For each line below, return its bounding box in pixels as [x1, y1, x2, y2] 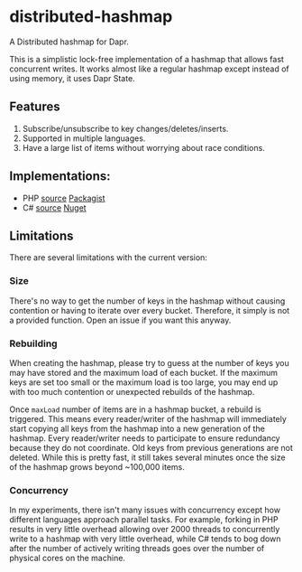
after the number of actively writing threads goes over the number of [9, 543, 265, 554]
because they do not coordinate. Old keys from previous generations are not [9, 442, 293, 453]
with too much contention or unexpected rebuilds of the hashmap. [9, 386, 255, 397]
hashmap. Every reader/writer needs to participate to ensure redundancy [9, 432, 281, 444]
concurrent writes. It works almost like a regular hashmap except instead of [9, 63, 290, 74]
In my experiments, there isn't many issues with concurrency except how [9, 504, 281, 516]
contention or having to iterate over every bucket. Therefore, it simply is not [9, 305, 290, 315]
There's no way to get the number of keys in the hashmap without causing [9, 295, 286, 306]
